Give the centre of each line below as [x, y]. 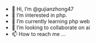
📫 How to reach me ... [38, 34]
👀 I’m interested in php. [39, 15]
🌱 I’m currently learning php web [51, 21]
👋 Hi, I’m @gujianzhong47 [42, 9]
